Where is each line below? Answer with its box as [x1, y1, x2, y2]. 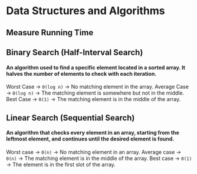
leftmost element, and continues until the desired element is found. [6, 135, 175, 142]
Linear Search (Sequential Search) [6, 113, 135, 123]
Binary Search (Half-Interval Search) [6, 47, 143, 57]
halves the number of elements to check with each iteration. [6, 70, 157, 77]
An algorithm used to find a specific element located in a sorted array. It [6, 63, 186, 71]
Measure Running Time [6, 28, 94, 38]
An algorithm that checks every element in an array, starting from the [6, 129, 180, 136]
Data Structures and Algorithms [6, 4, 165, 18]
